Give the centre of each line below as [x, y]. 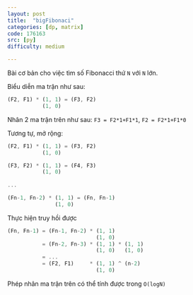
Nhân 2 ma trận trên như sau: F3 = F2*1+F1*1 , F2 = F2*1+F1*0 [97, 119]
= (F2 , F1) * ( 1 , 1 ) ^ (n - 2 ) [91, 264]
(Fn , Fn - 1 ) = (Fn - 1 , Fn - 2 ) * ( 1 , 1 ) [61, 231]
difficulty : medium [36, 47]
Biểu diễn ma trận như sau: [46, 86]
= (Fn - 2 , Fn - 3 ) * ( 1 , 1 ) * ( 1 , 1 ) [93, 244]
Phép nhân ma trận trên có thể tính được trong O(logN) [87, 284]
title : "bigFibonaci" [41, 20]
